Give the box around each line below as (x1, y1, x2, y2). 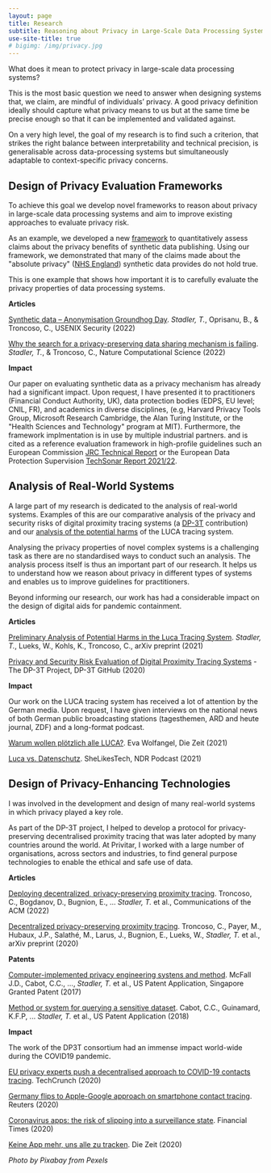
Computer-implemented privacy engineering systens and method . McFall (8, 969, 252, 979)
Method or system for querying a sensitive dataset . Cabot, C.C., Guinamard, (8, 1002, 261, 1012)
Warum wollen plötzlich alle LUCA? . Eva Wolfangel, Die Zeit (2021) (8, 737, 228, 748)
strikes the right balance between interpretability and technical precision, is (8, 138, 259, 148)
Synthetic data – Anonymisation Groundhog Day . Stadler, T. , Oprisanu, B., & (8, 314, 259, 324)
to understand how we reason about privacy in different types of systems (8, 568, 252, 578)
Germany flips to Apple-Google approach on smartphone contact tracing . (8, 1091, 252, 1100)
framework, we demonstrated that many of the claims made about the (8, 250, 240, 259)
